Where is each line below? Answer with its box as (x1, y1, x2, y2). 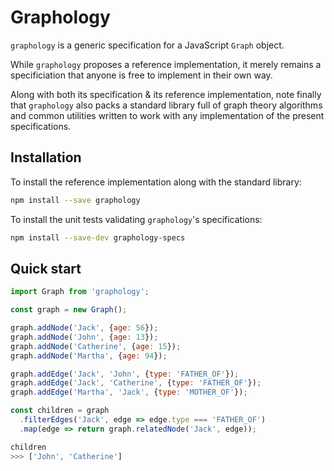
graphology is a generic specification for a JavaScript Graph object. (10, 39, 285, 51)
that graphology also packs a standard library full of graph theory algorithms (10, 99, 323, 111)
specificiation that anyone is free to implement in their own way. (10, 69, 273, 81)
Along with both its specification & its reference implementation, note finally (10, 88, 322, 100)
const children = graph (10, 406, 110, 416)
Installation (10, 149, 82, 166)
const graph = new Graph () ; (10, 305, 128, 315)
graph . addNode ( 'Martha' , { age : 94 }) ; (10, 351, 168, 361)
